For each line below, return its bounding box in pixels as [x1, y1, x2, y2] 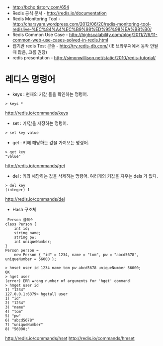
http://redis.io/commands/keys [5, 110, 69, 116]
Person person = [5, 248, 39, 253]
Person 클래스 [7, 217, 34, 222]
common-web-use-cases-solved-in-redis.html [12, 37, 108, 43]
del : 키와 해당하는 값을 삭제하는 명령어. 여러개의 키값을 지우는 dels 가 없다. [12, 173, 158, 179]
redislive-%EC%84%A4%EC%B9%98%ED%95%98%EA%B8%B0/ [12, 26, 152, 32]
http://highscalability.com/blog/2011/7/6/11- [69, 32, 158, 37]
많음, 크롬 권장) [17, 49, 47, 55]
